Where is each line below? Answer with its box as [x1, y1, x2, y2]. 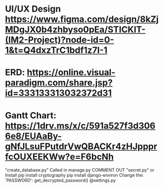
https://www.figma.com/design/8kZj [5, 14, 159, 25]
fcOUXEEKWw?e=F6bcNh [5, 151, 114, 162]
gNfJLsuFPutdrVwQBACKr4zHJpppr [5, 141, 158, 152]
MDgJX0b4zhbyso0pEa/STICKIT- [5, 24, 146, 35]
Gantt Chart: [5, 110, 57, 121]
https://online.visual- [26, 67, 116, 78]
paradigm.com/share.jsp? [5, 77, 113, 88]
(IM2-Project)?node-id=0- [5, 34, 114, 46]
